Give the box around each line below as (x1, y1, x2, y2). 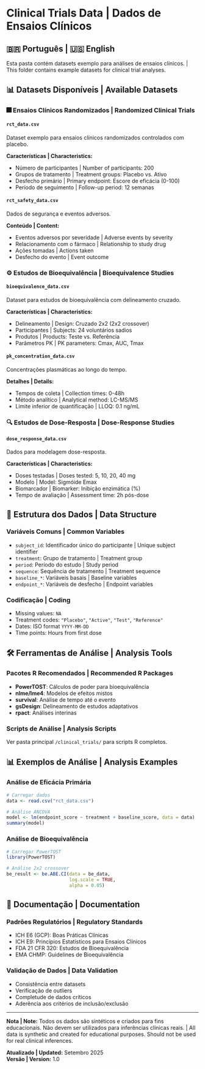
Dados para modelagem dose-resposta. (6, 448, 107, 456)
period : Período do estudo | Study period (15, 561, 119, 568)
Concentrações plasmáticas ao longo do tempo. (6, 366, 127, 373)
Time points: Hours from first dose (15, 629, 102, 637)
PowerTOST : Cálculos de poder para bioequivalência (15, 683, 149, 690)
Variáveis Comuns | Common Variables (6, 527, 125, 536)
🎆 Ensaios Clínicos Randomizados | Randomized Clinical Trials (6, 106, 195, 114)
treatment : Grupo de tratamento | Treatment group (15, 554, 143, 561)
